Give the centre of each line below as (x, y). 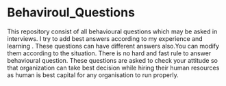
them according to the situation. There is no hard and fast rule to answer (109, 53)
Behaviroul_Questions (71, 13)
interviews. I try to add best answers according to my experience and (105, 38)
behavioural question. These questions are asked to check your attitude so (112, 60)
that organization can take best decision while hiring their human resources (113, 68)
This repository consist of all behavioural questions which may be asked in (112, 31)
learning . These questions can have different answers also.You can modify (113, 46)
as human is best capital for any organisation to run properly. (93, 75)
